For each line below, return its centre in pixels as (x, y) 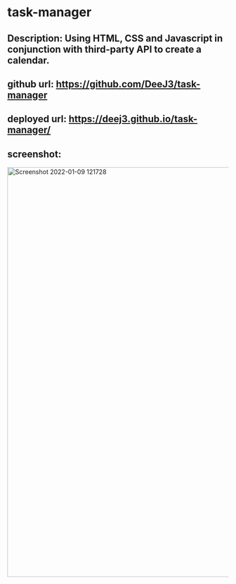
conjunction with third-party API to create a (105, 49)
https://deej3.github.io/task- (133, 119)
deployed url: (37, 119)
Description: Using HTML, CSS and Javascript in (115, 38)
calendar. (28, 60)
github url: (31, 84)
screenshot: (34, 154)
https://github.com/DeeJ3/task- (128, 84)
